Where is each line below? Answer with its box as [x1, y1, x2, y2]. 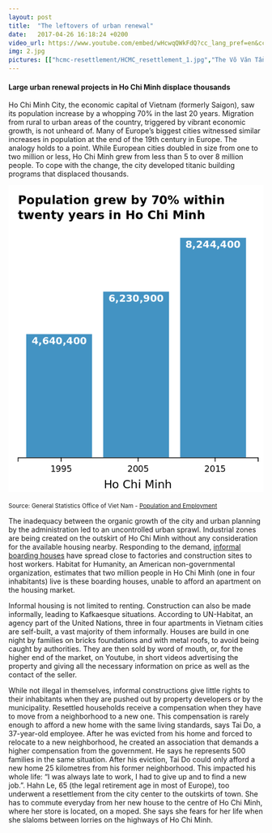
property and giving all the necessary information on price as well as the [8, 662, 250, 671]
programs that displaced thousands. [8, 169, 130, 179]
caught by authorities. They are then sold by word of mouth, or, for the [8, 644, 244, 654]
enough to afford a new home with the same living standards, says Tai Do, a [8, 720, 261, 730]
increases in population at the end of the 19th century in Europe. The [8, 135, 237, 145]
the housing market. [8, 585, 75, 594]
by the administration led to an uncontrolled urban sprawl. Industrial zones [8, 524, 257, 534]
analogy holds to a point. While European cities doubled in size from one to [8, 143, 259, 153]
